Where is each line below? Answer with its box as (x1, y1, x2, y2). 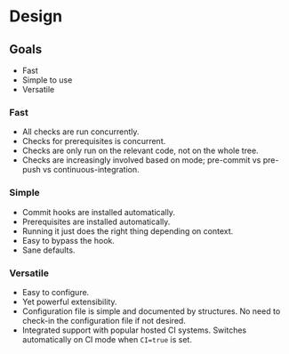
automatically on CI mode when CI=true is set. (21, 334, 193, 344)
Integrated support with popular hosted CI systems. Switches (21, 325, 247, 335)
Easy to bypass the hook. (21, 235, 116, 245)
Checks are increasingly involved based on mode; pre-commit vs (21, 155, 261, 165)
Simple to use (21, 75, 73, 85)
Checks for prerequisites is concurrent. (21, 136, 166, 147)
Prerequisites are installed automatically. (21, 216, 171, 227)
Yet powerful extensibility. (21, 296, 117, 307)
